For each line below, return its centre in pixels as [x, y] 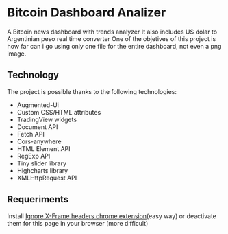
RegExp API [34, 156]
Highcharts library [42, 170]
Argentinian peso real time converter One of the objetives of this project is [112, 38]
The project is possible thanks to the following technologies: [92, 91]
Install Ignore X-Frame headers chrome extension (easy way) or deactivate [112, 216]
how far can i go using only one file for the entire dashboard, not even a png [114, 46]
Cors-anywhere [39, 141]
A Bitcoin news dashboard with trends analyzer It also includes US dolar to [112, 32]
